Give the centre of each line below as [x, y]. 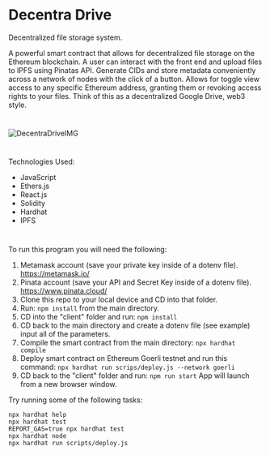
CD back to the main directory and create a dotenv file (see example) [135, 325]
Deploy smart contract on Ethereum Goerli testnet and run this [124, 358]
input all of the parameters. [65, 333]
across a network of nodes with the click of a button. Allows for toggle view [134, 79]
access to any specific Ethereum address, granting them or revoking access [135, 88]
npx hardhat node [38, 436]
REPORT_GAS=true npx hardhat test [67, 429]
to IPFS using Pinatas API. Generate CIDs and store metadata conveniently [132, 70]
